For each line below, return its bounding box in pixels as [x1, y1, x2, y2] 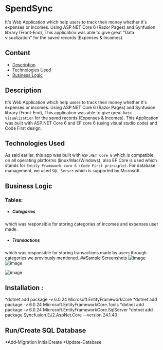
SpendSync [5, 3, 53, 14]
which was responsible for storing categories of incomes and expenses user [5, 221, 159, 227]
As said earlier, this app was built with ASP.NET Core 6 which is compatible [5, 152, 154, 158]
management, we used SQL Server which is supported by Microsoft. [5, 168, 141, 174]
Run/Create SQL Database [5, 326, 86, 334]
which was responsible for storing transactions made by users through [5, 249, 147, 255]
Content [5, 49, 31, 57]
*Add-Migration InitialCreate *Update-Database [5, 339, 102, 345]
